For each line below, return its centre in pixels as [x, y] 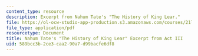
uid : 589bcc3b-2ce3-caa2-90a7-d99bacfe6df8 [60, 44]
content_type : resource [35, 11]
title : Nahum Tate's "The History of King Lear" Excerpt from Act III [95, 38]
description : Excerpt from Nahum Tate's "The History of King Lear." [93, 17]
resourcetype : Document [35, 33]
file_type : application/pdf [41, 28]
